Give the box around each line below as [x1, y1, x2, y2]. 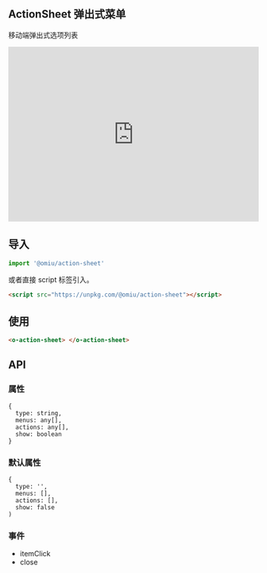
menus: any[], [15, 416, 62, 424]
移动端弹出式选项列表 [8, 30, 78, 40]
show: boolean [15, 430, 62, 438]
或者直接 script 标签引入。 [8, 274, 94, 285]
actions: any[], [15, 423, 69, 431]
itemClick [19, 549, 51, 559]
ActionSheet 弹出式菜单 [8, 7, 126, 22]
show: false [15, 504, 56, 512]
